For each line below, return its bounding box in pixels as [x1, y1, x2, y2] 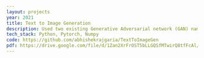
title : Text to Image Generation [6, 20, 91, 26]
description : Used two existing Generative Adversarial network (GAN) [6, 25, 189, 32]
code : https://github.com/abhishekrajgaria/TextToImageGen [6, 37, 159, 43]
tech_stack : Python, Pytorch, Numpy [6, 31, 99, 37]
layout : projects [6, 8, 50, 15]
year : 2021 [6, 14, 34, 21]
